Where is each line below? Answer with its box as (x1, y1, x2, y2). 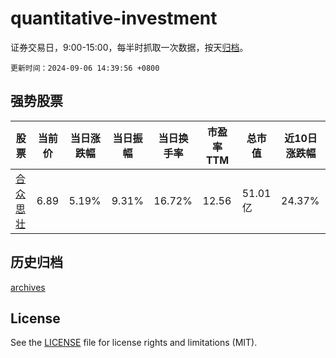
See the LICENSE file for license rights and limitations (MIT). (10, 337, 258, 349)
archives (10, 281, 46, 293)
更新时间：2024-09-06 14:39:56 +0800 (10, 63, 160, 73)
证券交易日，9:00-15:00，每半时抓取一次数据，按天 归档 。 (10, 41, 249, 53)
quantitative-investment (10, 7, 218, 30)
